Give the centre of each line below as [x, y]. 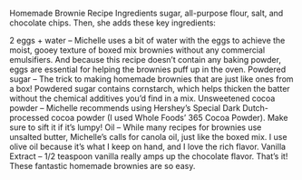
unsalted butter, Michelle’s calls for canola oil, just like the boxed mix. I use [148, 137]
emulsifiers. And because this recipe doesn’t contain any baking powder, [145, 60]
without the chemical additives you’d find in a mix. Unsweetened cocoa [142, 98]
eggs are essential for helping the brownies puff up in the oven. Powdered [148, 69]
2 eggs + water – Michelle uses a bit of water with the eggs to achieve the [147, 40]
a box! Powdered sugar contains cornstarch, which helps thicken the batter [150, 89]
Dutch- [255, 108]
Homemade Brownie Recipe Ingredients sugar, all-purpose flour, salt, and [146, 13]
